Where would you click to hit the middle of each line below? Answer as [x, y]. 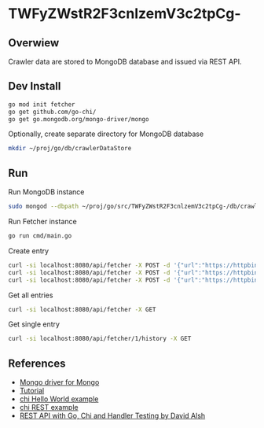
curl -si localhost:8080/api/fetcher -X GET [82, 309]
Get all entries [31, 295]
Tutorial [32, 391]
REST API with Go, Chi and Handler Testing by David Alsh [112, 416]
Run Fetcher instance [42, 221]
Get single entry [34, 324]
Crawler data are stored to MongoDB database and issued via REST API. [125, 61]
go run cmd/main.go [40, 236]
